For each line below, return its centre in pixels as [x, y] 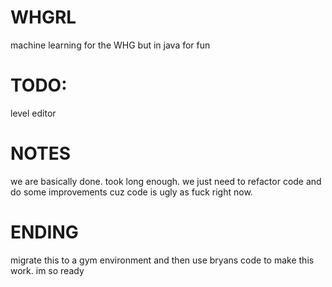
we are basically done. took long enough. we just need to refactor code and [166, 181]
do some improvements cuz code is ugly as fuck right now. [131, 192]
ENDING [44, 232]
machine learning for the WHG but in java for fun [110, 45]
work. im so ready [47, 270]
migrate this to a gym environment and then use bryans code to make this [162, 260]
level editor [33, 113]
